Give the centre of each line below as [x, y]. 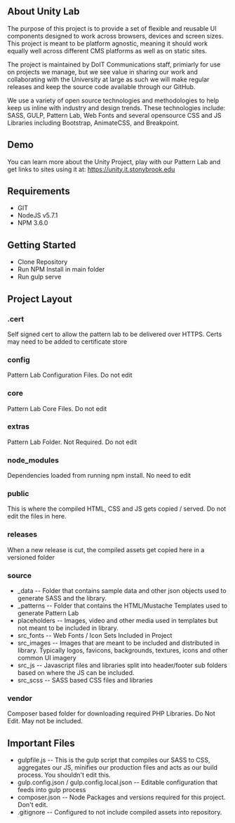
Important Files [41, 743]
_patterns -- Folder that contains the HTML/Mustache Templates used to [122, 605]
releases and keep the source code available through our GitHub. [101, 86]
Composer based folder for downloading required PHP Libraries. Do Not [111, 714]
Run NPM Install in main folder [61, 269]
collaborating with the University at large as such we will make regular [108, 79]
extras [19, 427]
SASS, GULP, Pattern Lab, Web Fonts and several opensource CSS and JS [115, 115]
